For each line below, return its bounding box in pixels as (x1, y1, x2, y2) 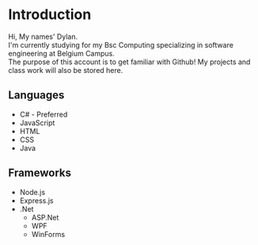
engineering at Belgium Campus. (8, 48, 115, 58)
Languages (8, 89, 65, 102)
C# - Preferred (19, 109, 68, 119)
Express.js (19, 196, 54, 205)
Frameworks (8, 167, 72, 180)
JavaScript (19, 117, 55, 128)
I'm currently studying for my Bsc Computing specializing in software (8, 40, 233, 49)
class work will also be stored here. (8, 65, 123, 75)
